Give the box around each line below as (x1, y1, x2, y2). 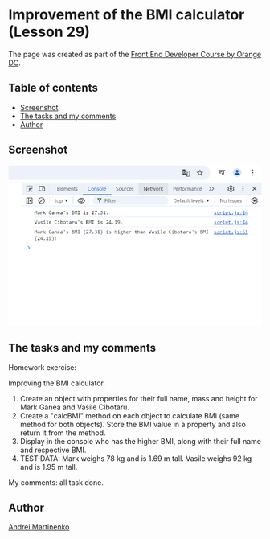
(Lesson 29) (8, 23, 91, 41)
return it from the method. (19, 428, 106, 438)
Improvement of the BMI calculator (8, 6, 245, 24)
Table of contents (8, 81, 98, 95)
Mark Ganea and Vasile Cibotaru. (19, 402, 130, 412)
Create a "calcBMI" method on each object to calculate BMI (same (19, 410, 240, 420)
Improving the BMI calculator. (8, 378, 106, 388)
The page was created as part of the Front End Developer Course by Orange (8, 49, 262, 59)
